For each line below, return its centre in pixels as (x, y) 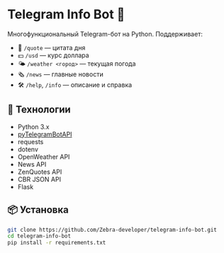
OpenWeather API (44, 157)
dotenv (28, 149)
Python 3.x (33, 126)
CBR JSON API (39, 179)
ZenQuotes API (40, 172)
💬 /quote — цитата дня (51, 47)
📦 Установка (38, 210)
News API (32, 164)
